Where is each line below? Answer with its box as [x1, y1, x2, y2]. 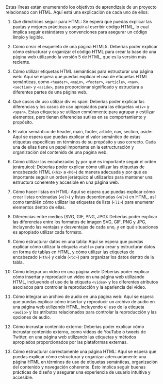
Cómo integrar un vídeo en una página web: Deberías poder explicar [12, 269, 150, 274]
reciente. [12, 59, 31, 65]
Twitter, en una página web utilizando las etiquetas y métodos [12, 334, 136, 340]
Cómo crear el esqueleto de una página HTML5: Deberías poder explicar [12, 44, 158, 49]
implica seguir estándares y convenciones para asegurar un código [12, 29, 147, 35]
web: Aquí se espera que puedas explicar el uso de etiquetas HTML [12, 74, 148, 79]
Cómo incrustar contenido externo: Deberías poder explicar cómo [12, 324, 145, 330]
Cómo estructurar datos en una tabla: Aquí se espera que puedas [12, 239, 144, 244]
